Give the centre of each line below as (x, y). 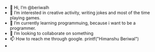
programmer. (23, 28)
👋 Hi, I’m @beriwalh (30, 8)
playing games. (25, 18)
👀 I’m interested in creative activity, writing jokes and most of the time (80, 13)
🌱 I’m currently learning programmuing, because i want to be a (73, 23)
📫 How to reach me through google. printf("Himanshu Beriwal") (74, 39)
